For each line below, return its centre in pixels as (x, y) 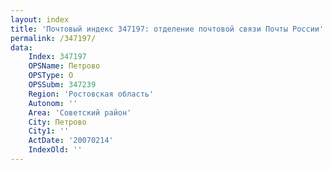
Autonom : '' (53, 103)
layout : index (40, 19)
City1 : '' (49, 131)
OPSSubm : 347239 (62, 85)
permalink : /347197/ (53, 38)
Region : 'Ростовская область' (91, 94)
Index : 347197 (57, 57)
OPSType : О (51, 76)
